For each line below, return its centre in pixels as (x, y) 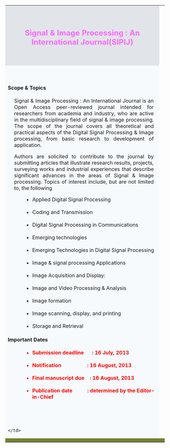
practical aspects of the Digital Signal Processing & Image (84, 133)
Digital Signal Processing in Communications (85, 225)
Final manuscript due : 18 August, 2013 (83, 378)
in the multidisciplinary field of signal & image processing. (84, 120)
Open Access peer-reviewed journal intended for (84, 107)
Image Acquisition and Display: (69, 275)
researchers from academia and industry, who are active (84, 113)
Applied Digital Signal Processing (72, 199)
